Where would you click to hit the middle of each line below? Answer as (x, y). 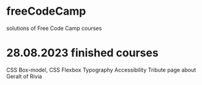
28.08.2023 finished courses (83, 53)
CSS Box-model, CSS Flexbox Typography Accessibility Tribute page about (101, 70)
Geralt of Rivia (24, 76)
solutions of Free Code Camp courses (54, 28)
